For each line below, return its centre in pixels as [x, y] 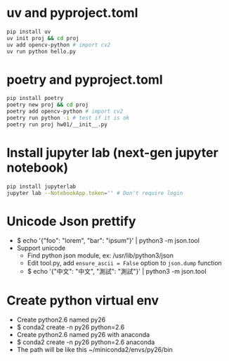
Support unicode [41, 248]
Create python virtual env [83, 300]
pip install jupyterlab [41, 186]
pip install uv [29, 32]
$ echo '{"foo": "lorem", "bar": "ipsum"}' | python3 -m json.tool [108, 241]
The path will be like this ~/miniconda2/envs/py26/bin [95, 350]
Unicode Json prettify [71, 221]
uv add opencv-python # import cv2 [59, 45]
